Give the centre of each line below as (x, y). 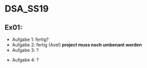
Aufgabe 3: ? (25, 50)
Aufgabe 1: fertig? (30, 39)
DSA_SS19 (27, 9)
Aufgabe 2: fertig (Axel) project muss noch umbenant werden (77, 45)
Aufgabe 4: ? (25, 60)
